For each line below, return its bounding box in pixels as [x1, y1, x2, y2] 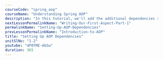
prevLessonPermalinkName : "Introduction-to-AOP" [5, 30, 105, 34]
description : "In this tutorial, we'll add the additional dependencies [5, 16, 155, 21]
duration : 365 [5, 47, 34, 52]
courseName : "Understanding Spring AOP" [5, 12, 88, 16]
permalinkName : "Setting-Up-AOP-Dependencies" [5, 25, 101, 30]
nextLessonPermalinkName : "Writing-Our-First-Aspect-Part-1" [5, 20, 131, 26]
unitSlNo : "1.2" [5, 39, 38, 44]
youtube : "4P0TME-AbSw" [5, 43, 53, 48]
